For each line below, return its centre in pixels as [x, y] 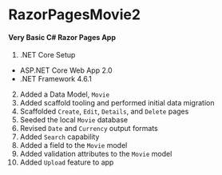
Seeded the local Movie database [74, 120]
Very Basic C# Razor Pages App [62, 37]
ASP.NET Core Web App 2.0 [66, 70]
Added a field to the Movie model [73, 145]
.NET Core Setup [48, 55]
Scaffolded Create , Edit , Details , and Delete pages [104, 111]
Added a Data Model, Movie [65, 94]
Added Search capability [59, 137]
